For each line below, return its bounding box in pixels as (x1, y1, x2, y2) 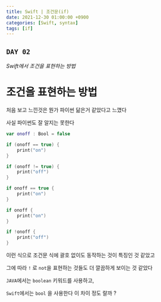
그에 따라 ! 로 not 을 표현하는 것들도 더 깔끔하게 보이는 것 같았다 (6, 264, 153, 271)
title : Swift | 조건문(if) (6, 8, 70, 15)
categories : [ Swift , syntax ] (6, 20, 78, 26)
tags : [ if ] (6, 25, 33, 32)
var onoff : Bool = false (6, 131, 70, 137)
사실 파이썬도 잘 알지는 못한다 (6, 119, 75, 126)
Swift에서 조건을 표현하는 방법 (6, 63, 76, 70)
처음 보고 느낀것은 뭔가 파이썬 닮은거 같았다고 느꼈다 (6, 107, 127, 113)
